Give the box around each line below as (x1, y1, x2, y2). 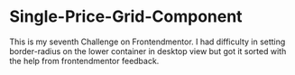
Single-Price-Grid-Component (9, 6, 243, 27)
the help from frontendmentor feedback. (9, 55, 160, 66)
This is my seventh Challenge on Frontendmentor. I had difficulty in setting (9, 36, 286, 47)
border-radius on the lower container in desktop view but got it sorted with (9, 45, 287, 56)
